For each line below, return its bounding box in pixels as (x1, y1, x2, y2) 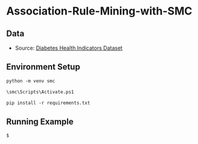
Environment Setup (6, 62, 80, 72)
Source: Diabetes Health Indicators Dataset (14, 44, 123, 51)
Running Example (6, 116, 74, 126)
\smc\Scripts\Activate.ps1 (6, 89, 74, 95)
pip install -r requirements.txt (6, 100, 91, 106)
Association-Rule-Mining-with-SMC (6, 4, 193, 18)
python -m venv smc (6, 77, 56, 84)
